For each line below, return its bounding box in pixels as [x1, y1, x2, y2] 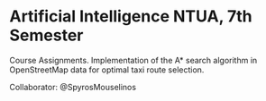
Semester [9, 25, 84, 46]
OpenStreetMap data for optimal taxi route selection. [9, 64, 205, 75]
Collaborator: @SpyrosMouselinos [9, 81, 137, 92]
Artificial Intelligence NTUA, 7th [9, 6, 252, 27]
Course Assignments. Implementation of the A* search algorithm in [9, 55, 258, 65]
